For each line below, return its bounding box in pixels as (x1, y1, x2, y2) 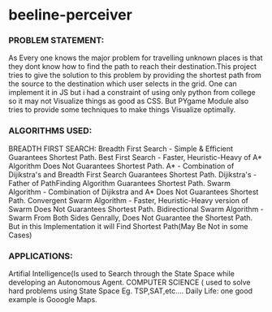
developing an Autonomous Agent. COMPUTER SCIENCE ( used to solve (8, 278, 251, 288)
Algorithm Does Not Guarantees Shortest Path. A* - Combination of (8, 161, 235, 171)
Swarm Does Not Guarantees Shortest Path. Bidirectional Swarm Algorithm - (8, 204, 264, 214)
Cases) (8, 230, 32, 240)
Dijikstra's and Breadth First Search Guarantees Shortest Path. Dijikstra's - (8, 169, 257, 180)
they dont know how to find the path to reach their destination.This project (8, 62, 257, 71)
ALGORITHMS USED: (8, 125, 93, 136)
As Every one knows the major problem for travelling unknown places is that (8, 53, 263, 63)
